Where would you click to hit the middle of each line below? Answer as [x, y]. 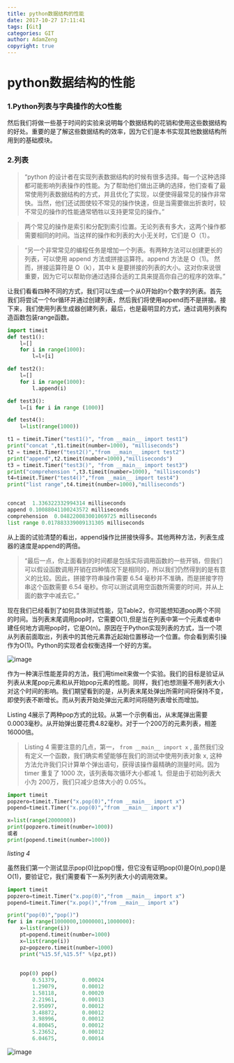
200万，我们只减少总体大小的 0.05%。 [94, 782]
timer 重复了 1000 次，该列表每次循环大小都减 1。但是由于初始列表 [120, 773]
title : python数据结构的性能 [46, 14]
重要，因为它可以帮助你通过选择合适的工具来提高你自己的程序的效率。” [125, 276]
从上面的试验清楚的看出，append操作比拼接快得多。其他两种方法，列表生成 [116, 537]
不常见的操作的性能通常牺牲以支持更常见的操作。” [94, 211]
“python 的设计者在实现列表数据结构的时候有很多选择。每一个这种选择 [125, 177]
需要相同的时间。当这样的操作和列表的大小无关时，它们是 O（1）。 [119, 235]
